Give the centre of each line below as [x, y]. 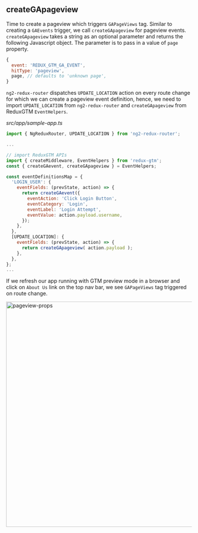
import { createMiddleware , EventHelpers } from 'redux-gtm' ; [84, 160]
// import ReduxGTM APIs [37, 155]
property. [17, 49]
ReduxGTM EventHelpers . [37, 112]
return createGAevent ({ [51, 193]
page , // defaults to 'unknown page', [59, 76]
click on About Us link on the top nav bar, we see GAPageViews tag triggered [96, 287]
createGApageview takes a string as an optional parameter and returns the [95, 36]
